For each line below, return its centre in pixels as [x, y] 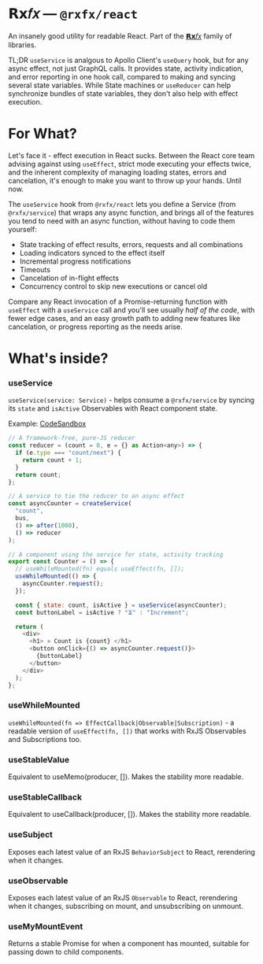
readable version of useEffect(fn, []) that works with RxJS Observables [127, 731]
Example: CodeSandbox [47, 424]
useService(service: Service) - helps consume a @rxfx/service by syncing [131, 400]
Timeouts [35, 269]
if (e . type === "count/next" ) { [69, 453]
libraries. [22, 45]
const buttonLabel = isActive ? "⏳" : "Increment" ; [102, 612]
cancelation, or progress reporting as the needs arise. [95, 327]
